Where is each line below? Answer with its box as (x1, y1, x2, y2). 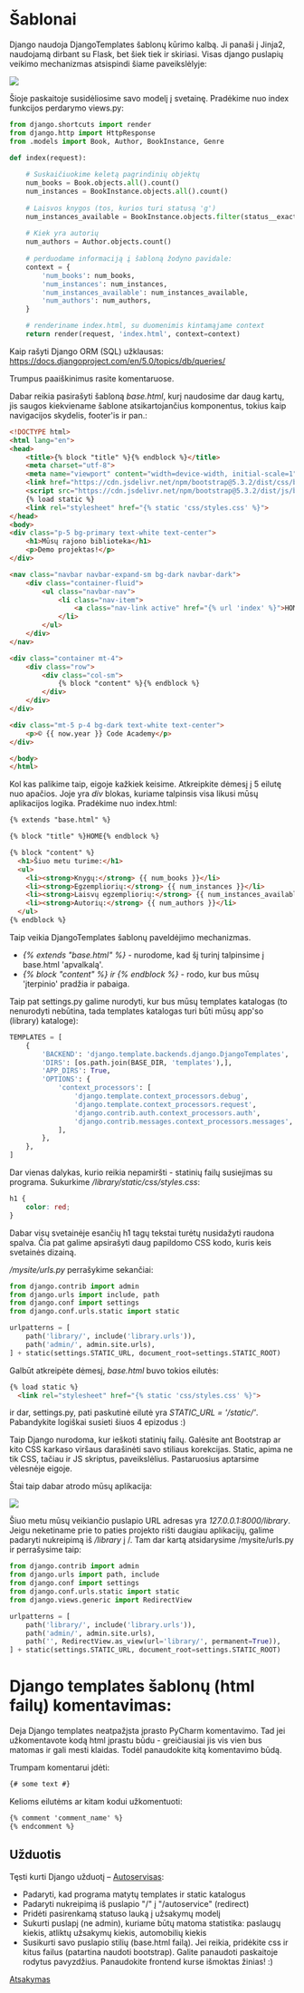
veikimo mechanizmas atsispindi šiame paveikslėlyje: (9, 58, 207, 69)
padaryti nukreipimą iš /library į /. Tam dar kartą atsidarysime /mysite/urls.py (9, 1535, 294, 1545)
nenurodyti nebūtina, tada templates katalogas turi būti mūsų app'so (9, 1006, 264, 1016)
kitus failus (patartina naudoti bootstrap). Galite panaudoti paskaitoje (22, 1946, 279, 1957)
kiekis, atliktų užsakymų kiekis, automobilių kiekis (22, 1927, 207, 1938)
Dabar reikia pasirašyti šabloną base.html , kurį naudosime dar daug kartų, (9, 390, 285, 401)
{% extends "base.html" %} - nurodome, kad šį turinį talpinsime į (22, 949, 265, 960)
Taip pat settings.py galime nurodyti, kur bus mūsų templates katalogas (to (9, 996, 288, 1006)
